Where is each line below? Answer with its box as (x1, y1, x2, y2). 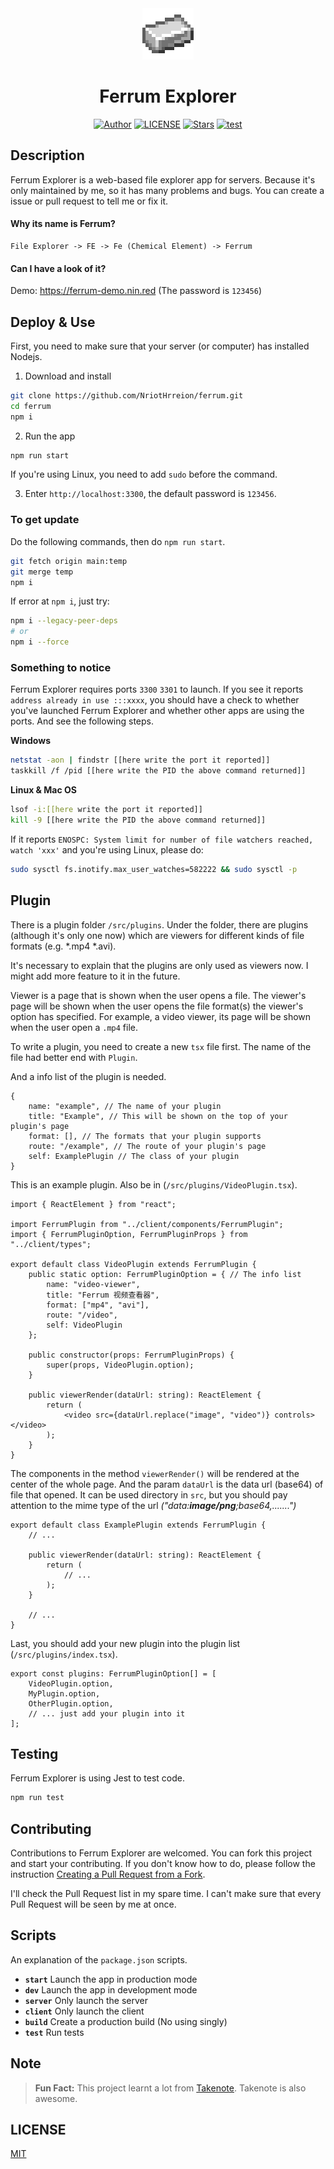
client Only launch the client (24, 2005, 145, 2017)
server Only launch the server (24, 1994, 148, 2006)
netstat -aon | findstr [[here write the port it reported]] (10, 755, 271, 766)
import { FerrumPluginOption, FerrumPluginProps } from (10, 1229, 248, 1239)
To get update (10, 513, 80, 527)
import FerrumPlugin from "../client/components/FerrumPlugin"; (10, 1219, 284, 1229)
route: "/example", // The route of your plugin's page (28, 1141, 267, 1151)
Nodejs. (10, 350, 43, 362)
